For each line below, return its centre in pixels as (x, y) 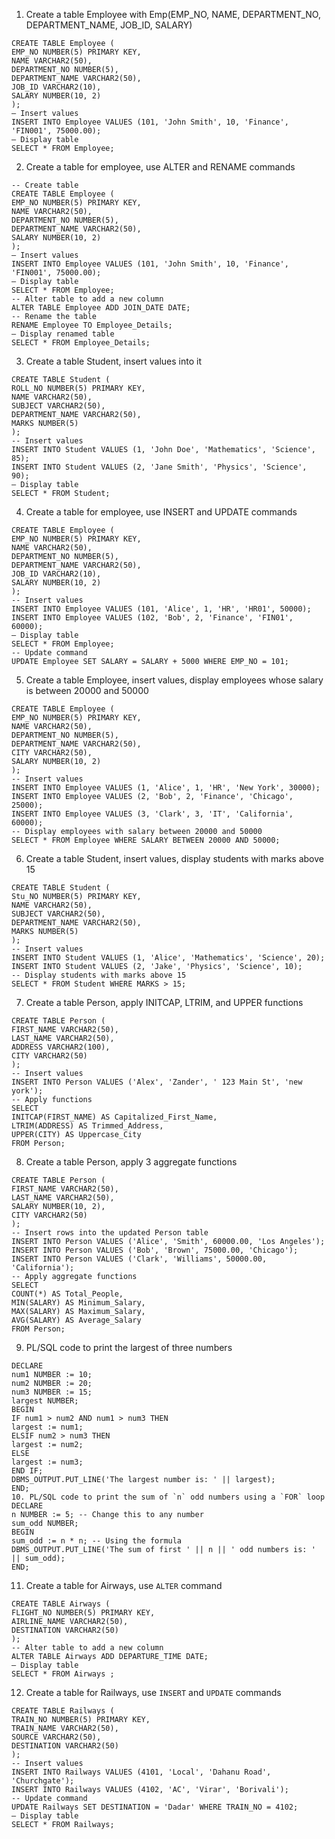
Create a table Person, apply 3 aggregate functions (131, 1162)
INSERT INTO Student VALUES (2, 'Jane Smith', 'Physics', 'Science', (159, 467)
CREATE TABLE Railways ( (63, 1711)
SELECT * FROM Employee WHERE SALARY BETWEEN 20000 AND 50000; (146, 840)
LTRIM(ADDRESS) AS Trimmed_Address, (87, 1126)
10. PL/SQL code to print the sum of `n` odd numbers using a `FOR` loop (168, 1497)
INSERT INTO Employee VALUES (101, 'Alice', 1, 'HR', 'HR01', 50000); (161, 609)
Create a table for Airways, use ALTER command (124, 1585)
